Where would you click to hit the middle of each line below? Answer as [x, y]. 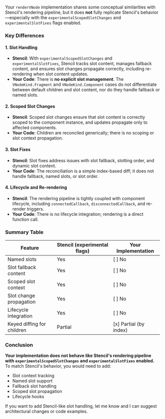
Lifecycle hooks [28, 397]
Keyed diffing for [27, 324]
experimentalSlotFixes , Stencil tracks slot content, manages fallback [82, 64]
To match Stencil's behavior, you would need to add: [58, 366]
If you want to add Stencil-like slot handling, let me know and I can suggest [81, 406]
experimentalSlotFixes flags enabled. [43, 23]
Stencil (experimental [82, 245]
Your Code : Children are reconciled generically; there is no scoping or [83, 133]
